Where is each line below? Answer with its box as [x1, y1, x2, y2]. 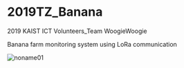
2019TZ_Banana [7, 4, 103, 20]
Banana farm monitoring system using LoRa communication [7, 40, 178, 48]
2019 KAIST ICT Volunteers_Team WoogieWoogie [7, 27, 147, 35]
